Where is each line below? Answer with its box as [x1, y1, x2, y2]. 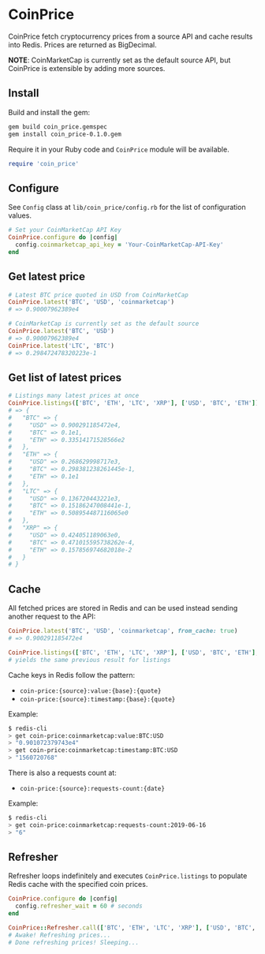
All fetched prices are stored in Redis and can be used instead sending [8, 604, 238, 613]
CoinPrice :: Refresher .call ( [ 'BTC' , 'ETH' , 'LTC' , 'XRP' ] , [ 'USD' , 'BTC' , [8, 924, 256, 932]
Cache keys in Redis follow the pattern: [8, 670, 136, 679]
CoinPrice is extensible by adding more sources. [8, 63, 166, 73]
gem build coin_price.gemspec [8, 122, 108, 131]
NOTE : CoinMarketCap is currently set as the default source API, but [8, 55, 231, 65]
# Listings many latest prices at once [8, 392, 140, 400]
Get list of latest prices [8, 371, 122, 384]
